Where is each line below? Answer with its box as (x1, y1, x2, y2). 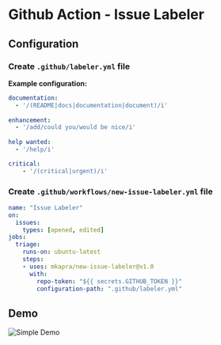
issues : (15, 218, 41, 226)
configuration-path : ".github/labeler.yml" (36, 285, 182, 293)
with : (29, 270, 48, 278)
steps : (22, 256, 44, 263)
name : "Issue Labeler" (8, 203, 83, 211)
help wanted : (8, 138, 51, 146)
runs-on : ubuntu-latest (22, 248, 101, 256)
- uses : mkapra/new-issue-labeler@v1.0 (22, 263, 154, 271)
